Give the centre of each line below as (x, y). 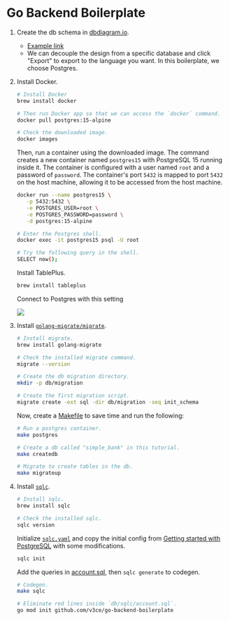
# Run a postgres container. (59, 428)
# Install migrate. (45, 338)
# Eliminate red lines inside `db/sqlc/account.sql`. (96, 604)
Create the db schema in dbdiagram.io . (73, 32)
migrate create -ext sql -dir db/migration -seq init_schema (108, 402)
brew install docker (46, 101)
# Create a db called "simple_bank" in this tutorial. (98, 448)
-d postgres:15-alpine (59, 221)
